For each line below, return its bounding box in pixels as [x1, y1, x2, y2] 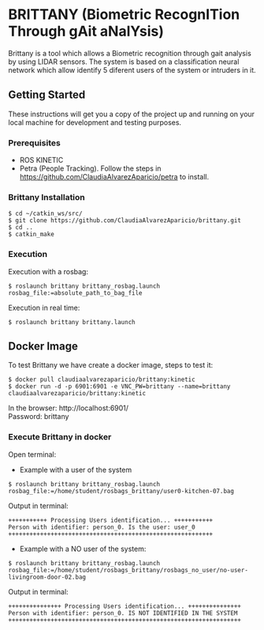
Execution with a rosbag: [8, 266, 89, 276]
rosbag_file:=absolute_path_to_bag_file [8, 289, 143, 297]
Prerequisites [8, 137, 61, 148]
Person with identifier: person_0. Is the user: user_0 [8, 523, 195, 531]
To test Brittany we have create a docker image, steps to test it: [8, 360, 214, 370]
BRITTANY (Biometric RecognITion [8, 6, 240, 24]
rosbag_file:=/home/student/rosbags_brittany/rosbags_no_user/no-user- [8, 566, 248, 574]
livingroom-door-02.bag [8, 573, 87, 581]
